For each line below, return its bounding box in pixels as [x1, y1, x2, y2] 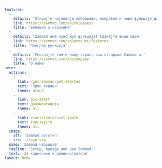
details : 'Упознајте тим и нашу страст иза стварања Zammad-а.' [13, 52, 146, 57]
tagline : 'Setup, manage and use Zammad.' [9, 147, 96, 152]
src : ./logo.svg [13, 137, 46, 143]
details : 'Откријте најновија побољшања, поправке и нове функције [13, 16, 152, 21]
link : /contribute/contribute [17, 115, 78, 120]
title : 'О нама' [13, 61, 46, 66]
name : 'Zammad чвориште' [9, 142, 59, 147]
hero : [4, 66, 15, 71]
